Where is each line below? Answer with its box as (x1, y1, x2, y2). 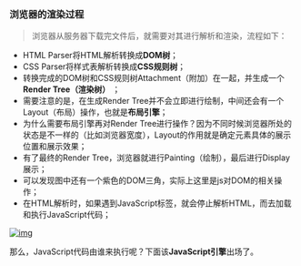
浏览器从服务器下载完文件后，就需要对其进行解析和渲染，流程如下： (31, 30, 287, 42)
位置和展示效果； (22, 141, 87, 152)
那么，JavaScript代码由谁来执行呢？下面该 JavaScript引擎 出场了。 (9, 246, 259, 257)
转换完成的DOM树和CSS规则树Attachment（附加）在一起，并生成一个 (22, 73, 285, 84)
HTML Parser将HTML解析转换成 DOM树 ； (22, 50, 179, 61)
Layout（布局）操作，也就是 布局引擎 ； (22, 107, 168, 118)
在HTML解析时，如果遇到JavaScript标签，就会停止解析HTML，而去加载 (22, 198, 293, 209)
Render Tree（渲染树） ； (22, 84, 121, 95)
